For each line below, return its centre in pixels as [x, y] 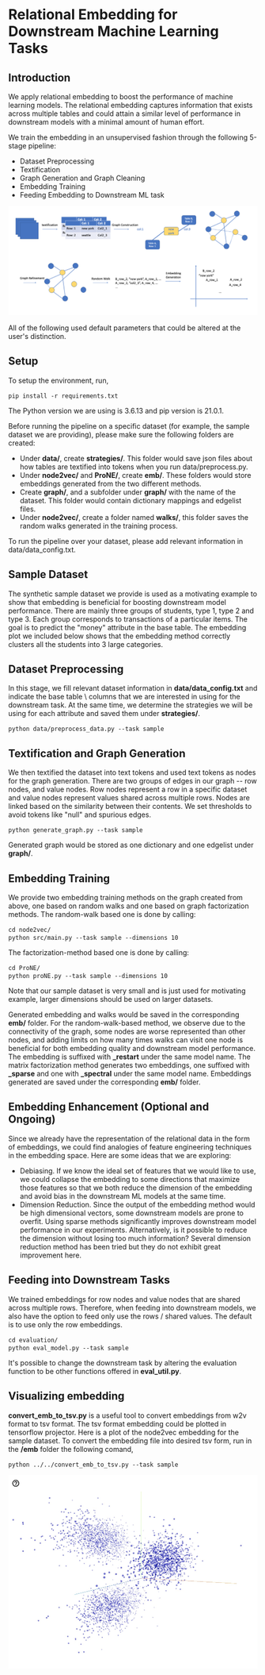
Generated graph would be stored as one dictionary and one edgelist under [131, 845]
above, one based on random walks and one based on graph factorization [129, 906]
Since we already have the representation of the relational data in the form [129, 1138]
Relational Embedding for [93, 15]
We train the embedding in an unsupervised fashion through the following [128, 137]
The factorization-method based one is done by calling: [99, 953]
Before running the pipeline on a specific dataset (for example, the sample [129, 425]
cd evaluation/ [33, 1340]
